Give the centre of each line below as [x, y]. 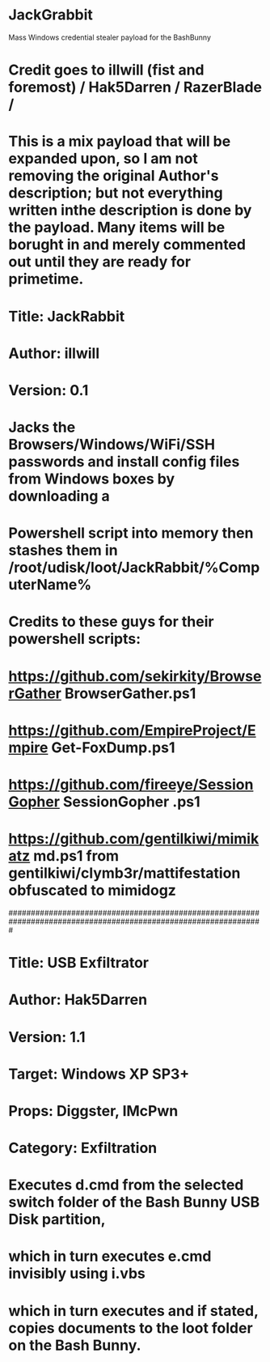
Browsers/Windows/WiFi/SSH [112, 445]
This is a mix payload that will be [120, 141]
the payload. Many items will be [117, 228]
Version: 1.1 [47, 1037]
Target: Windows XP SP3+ [99, 1074]
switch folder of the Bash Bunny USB [134, 1202]
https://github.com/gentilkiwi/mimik [134, 839]
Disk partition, [57, 1219]
